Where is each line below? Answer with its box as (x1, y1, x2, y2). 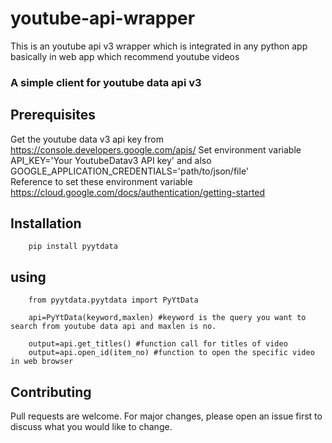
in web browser (10, 357, 74, 367)
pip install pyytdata (28, 242, 118, 252)
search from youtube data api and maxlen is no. (10, 322, 217, 332)
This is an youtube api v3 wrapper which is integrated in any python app (10, 40, 308, 52)
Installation (10, 215, 82, 232)
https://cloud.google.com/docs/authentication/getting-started (10, 186, 266, 198)
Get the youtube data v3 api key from (10, 133, 164, 145)
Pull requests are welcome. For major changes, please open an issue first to (10, 410, 323, 422)
